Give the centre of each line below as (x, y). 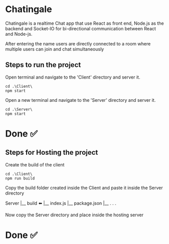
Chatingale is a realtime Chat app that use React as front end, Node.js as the (84, 23)
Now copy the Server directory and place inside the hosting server (74, 215)
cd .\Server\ (19, 109)
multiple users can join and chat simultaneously (55, 49)
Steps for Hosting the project (52, 152)
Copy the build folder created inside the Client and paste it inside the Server (84, 188)
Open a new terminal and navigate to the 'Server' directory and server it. (80, 100)
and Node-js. (19, 34)
